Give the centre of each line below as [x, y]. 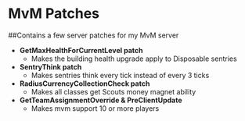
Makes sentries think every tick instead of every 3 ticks [120, 75]
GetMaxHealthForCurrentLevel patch [81, 50]
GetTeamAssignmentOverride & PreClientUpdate [101, 100]
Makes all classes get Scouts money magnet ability [113, 91]
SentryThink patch [50, 66]
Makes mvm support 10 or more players [95, 108]
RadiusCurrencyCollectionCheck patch [85, 84]
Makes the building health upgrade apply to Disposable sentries [134, 59]
